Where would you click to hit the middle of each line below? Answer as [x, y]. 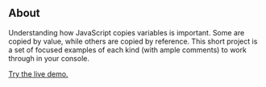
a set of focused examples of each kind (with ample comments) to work [128, 50]
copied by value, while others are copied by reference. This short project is [133, 41]
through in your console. [49, 58]
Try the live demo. [38, 74]
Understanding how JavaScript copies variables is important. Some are [127, 32]
